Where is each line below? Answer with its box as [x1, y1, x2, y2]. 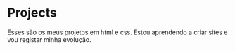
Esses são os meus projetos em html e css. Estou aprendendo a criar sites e [7, 28, 228, 36]
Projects [7, 5, 58, 21]
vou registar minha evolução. [7, 35, 91, 43]
